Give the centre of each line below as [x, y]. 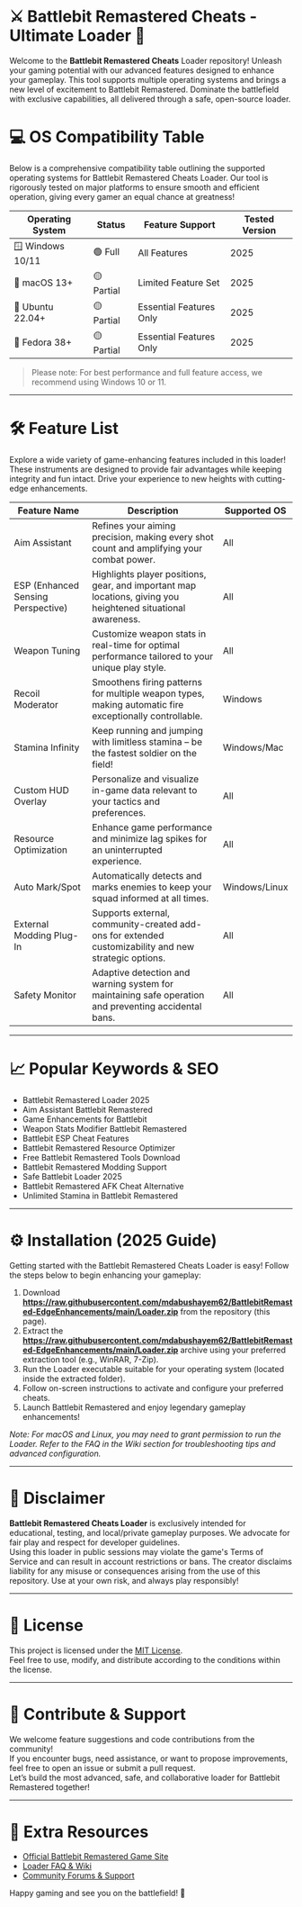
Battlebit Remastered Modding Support [95, 1167]
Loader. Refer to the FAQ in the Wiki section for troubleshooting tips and [142, 1443]
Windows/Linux [255, 887]
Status [111, 224]
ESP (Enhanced [46, 585]
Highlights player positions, [149, 574]
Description [153, 511]
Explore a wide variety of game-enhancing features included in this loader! [147, 459]
